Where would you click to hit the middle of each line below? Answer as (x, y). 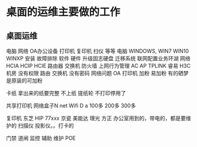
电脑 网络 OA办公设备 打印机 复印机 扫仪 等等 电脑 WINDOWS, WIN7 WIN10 (98, 51)
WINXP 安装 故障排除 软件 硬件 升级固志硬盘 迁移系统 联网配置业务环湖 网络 (98, 58)
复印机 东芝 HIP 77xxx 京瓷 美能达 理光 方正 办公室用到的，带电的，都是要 (96, 118)
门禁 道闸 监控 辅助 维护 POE (41, 138)
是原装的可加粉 (24, 81)
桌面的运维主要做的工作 (63, 12)
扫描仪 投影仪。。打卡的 (46, 125)
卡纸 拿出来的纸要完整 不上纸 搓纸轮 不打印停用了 (66, 93)
